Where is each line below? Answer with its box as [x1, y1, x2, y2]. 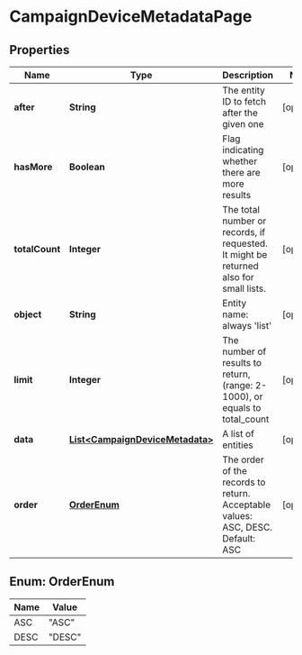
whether [222, 155, 258, 168]
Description [222, 69, 274, 81]
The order [222, 453, 264, 466]
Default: [222, 532, 256, 544]
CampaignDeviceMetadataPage [9, 6, 253, 27]
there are [222, 167, 261, 178]
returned [222, 259, 259, 272]
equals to [222, 402, 262, 414]
